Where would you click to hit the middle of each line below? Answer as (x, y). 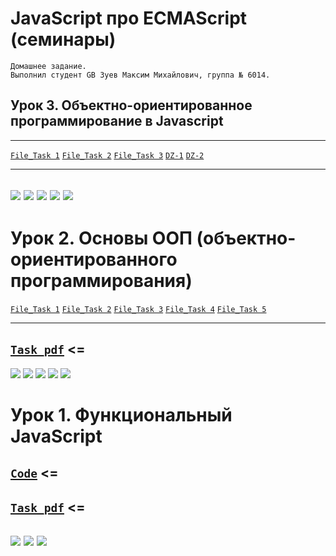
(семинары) (63, 39)
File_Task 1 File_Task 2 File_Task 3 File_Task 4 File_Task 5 (138, 310)
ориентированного (94, 259)
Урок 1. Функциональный (121, 415)
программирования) (101, 281)
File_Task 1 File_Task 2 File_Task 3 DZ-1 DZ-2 (107, 155)
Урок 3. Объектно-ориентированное (131, 105)
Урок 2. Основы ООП (101, 238)
